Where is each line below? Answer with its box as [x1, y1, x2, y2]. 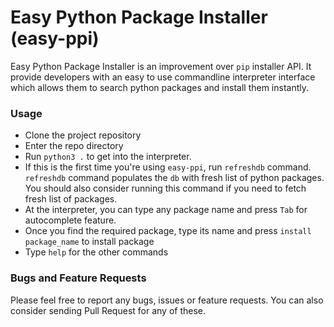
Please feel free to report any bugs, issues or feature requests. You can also [10, 294, 324, 306]
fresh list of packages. [24, 193, 118, 205]
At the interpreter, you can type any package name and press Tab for [24, 204, 308, 216]
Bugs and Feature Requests [10, 271, 147, 285]
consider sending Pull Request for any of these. [10, 304, 207, 316]
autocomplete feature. [24, 214, 117, 226]
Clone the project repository [24, 129, 142, 141]
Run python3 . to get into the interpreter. [24, 151, 192, 163]
